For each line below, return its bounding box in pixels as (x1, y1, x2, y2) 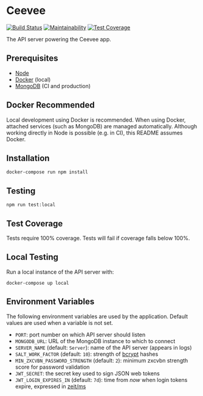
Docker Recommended (6, 100, 95, 110)
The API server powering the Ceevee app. (6, 35, 111, 43)
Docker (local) (15, 75, 51, 83)
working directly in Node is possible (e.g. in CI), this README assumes (6, 129, 183, 136)
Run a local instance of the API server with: (6, 268, 114, 276)
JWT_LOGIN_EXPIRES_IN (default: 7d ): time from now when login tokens (15, 376, 188, 383)
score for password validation (15, 363, 90, 370)
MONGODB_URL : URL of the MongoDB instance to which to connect (15, 337, 176, 344)
